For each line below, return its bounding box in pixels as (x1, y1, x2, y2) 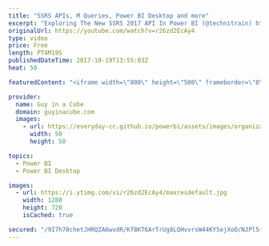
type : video (8, 34, 48, 42)
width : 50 (29, 130, 62, 139)
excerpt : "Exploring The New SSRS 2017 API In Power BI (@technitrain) (8, 19, 252, 27)
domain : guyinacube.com (15, 107, 94, 116)
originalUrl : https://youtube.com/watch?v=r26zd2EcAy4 (8, 26, 195, 34)
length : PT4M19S (8, 49, 62, 57)
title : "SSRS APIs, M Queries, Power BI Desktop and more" (8, 11, 210, 20)
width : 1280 (22, 196, 62, 204)
